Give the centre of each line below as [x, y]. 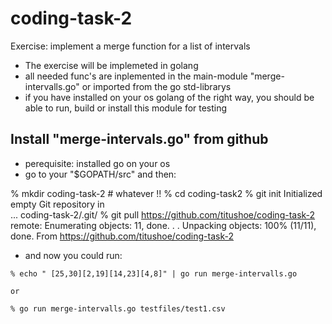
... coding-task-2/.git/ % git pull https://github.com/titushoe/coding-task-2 [163, 214]
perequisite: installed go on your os [97, 163]
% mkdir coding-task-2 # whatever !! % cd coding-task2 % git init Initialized [166, 193]
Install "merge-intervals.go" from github [139, 139]
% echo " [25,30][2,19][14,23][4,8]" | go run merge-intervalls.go [154, 273]
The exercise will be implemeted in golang [111, 65]
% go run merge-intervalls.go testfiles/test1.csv [118, 308]
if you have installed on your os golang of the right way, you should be [169, 97]
